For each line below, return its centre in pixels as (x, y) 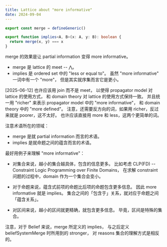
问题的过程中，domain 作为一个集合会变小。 (58, 176)
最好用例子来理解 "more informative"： (45, 153)
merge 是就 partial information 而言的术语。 (57, 136)
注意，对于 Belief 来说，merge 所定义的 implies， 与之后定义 (67, 227)
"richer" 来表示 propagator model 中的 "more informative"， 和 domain (87, 103)
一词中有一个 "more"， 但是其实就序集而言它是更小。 (67, 80)
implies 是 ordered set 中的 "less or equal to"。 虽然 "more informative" (85, 73)
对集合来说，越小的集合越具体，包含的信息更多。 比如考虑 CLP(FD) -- (84, 164)
